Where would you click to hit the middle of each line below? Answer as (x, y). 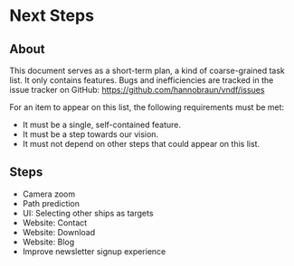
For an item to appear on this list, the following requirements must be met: (147, 107)
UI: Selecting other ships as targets (88, 213)
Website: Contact (55, 223)
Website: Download (59, 232)
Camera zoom (48, 194)
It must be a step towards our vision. (90, 134)
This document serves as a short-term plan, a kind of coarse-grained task (147, 70)
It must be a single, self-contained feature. (102, 124)
